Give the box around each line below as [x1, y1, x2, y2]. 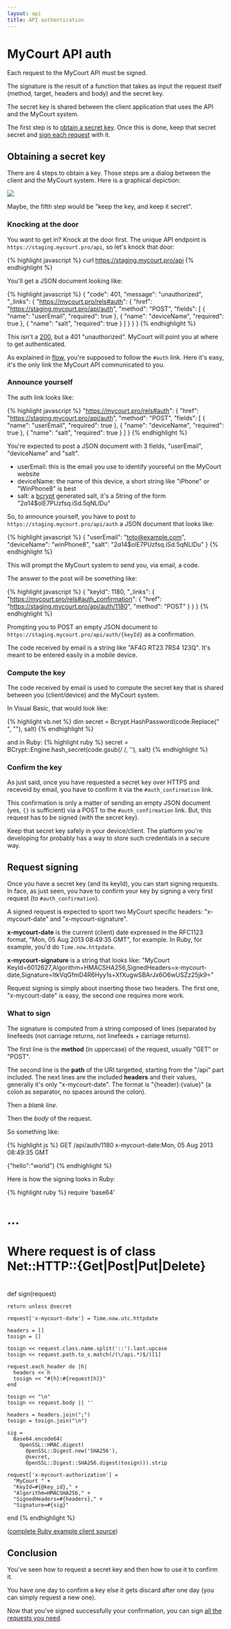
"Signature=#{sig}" [13, 1502, 69, 1509]
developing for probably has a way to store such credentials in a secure [7, 834, 210, 843]
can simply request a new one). [7, 1593, 96, 1601]
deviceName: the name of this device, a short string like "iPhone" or [16, 477, 210, 485]
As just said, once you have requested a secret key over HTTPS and [7, 778, 200, 786]
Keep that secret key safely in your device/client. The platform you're [7, 827, 203, 835]
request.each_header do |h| [7, 1363, 88, 1370]
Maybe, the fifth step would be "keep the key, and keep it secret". [7, 202, 192, 211]
